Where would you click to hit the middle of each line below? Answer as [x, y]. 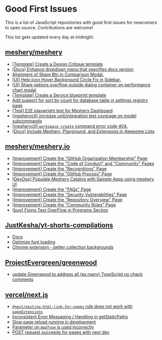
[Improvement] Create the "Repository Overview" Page [67, 199]
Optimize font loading [34, 242]
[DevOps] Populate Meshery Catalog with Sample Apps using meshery [83, 179]
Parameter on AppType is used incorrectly [53, 327]
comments [23, 279]
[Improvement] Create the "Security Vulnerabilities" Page [70, 194]
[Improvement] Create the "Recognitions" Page [59, 168]
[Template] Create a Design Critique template [57, 64]
